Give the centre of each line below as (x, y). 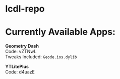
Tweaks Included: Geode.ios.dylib (41, 57)
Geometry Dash (22, 46)
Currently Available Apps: (61, 32)
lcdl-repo (25, 9)
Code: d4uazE (20, 72)
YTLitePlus (17, 67)
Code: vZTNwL (21, 52)
